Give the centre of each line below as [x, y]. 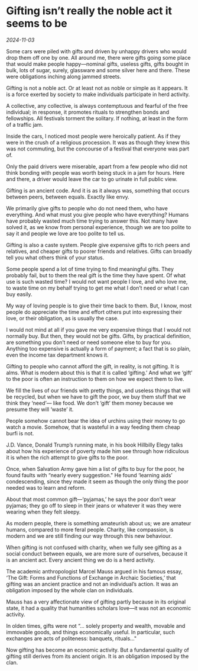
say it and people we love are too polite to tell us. [66, 233]
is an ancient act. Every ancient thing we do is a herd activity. [81, 560]
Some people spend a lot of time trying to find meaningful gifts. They [90, 269]
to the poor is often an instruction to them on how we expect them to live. [95, 379]
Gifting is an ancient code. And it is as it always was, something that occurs [98, 190]
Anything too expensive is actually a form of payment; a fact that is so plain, [98, 348]
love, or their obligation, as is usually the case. [63, 318]
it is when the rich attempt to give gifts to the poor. [67, 457]
